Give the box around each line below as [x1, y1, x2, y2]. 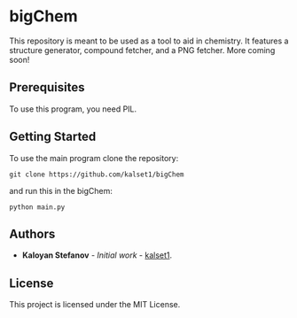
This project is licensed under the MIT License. [9, 299, 181, 310]
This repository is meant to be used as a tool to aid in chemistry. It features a [9, 35, 289, 46]
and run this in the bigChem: [9, 185, 113, 196]
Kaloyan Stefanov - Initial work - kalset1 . [21, 250, 173, 260]
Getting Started [9, 129, 97, 144]
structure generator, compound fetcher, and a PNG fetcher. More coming [9, 44, 276, 55]
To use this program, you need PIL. [9, 104, 137, 114]
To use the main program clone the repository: [9, 152, 179, 163]
